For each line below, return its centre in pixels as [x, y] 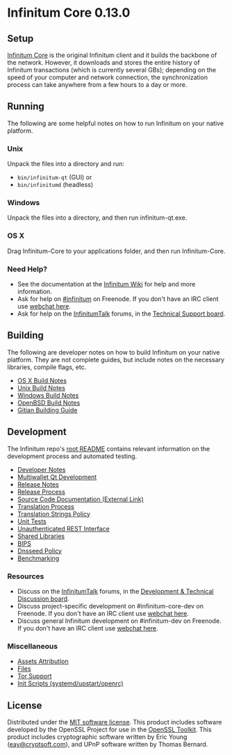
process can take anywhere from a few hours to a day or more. [97, 84]
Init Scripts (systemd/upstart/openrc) [70, 683]
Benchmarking [38, 558]
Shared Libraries [41, 536]
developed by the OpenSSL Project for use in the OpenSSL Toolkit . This [109, 730]
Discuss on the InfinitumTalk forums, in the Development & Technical [115, 591]
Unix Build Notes [41, 388]
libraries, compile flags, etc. [47, 367]
